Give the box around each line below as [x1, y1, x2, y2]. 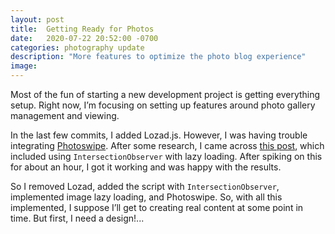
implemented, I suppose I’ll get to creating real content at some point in [10, 202, 304, 213]
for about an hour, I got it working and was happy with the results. [10, 161, 282, 173]
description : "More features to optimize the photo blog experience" [10, 52, 307, 62]
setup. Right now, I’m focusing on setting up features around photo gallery [10, 99, 316, 111]
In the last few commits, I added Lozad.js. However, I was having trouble [10, 129, 308, 141]
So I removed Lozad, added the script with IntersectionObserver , [10, 181, 280, 192]
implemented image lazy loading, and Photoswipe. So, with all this [10, 191, 283, 203]
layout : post [10, 14, 65, 25]
